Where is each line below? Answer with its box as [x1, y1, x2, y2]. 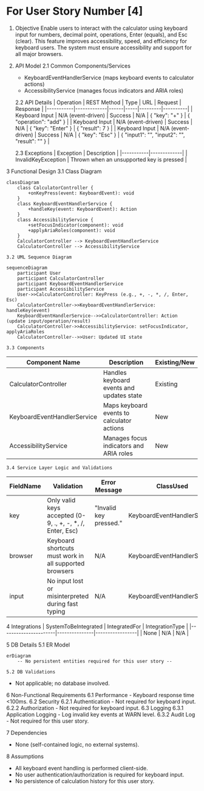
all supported [47, 559, 85, 567]
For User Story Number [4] [6, 4, 143, 18]
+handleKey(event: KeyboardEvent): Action [28, 206, 137, 212]
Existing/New [155, 358, 195, 366]
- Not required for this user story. [6, 717, 89, 725]
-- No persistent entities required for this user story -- [17, 658, 172, 664]
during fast [47, 599, 78, 608]
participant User [17, 270, 61, 276]
